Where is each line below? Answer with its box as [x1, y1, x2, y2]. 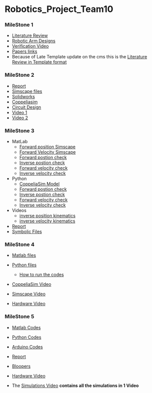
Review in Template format [11, 59, 67, 65]
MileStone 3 [4, 127, 34, 134]
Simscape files [11, 88, 43, 94]
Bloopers [11, 363, 31, 369]
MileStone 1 [4, 21, 33, 28]
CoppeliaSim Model [19, 181, 60, 187]
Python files [11, 262, 37, 268]
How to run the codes [19, 272, 64, 278]
